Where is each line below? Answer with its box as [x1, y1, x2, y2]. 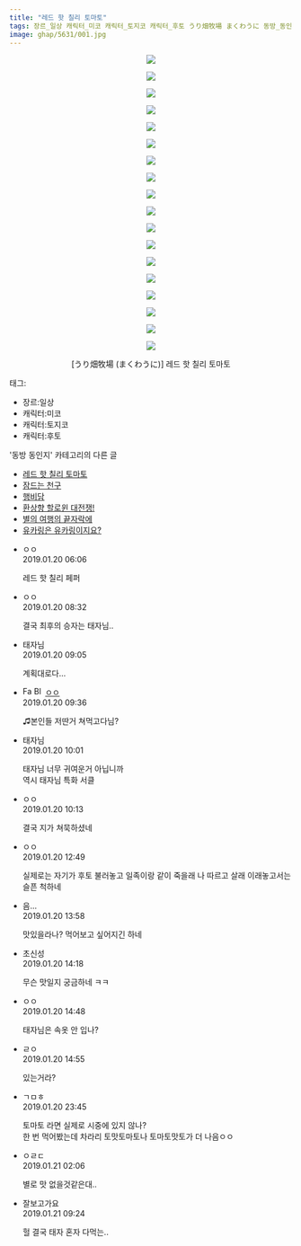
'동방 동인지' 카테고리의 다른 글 [9, 450, 118, 461]
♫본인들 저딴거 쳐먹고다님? [22, 716, 120, 727]
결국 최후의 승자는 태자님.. [22, 621, 114, 632]
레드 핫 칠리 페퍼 [22, 572, 81, 584]
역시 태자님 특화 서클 [22, 774, 95, 786]
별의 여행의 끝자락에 [22, 514, 93, 525]
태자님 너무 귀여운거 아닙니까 [22, 764, 124, 774]
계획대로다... [22, 668, 66, 679]
